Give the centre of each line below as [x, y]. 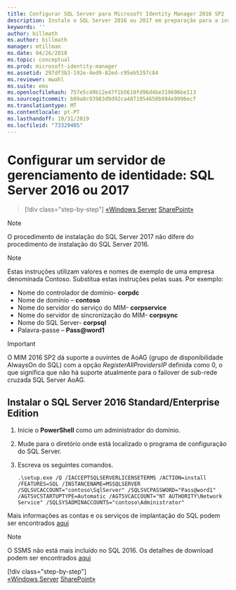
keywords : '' [26, 27]
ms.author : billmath [38, 40]
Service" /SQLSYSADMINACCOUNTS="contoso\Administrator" [101, 503]
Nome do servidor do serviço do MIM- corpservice [92, 308]
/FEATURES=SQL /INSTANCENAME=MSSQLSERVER [79, 484]
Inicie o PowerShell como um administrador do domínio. [99, 430]
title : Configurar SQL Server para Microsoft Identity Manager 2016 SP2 [116, 14]
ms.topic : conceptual [39, 60]
